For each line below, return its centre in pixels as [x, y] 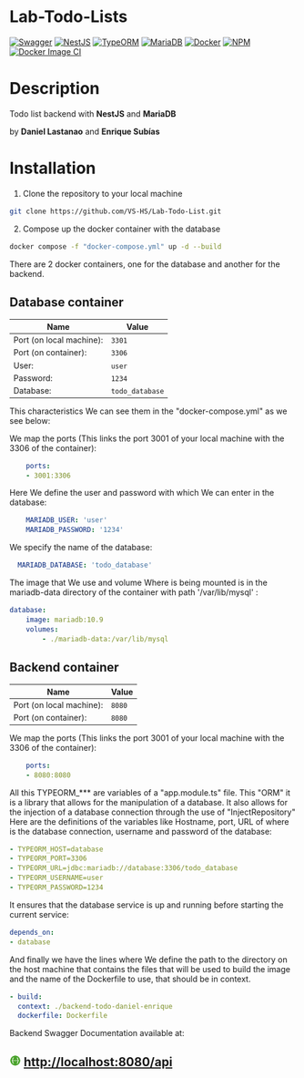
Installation [53, 168]
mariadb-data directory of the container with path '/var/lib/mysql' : [134, 592]
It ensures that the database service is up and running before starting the [147, 905]
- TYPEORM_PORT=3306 [49, 858]
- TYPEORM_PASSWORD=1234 [56, 888]
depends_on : [32, 932]
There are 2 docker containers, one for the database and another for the [145, 264]
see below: [30, 420]
